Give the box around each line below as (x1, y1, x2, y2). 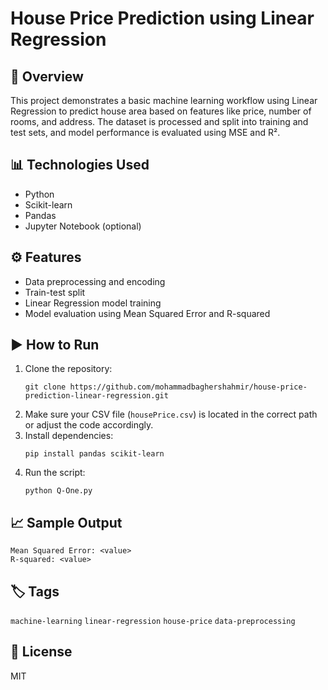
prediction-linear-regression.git (24, 391, 169, 401)
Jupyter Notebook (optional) (24, 220, 142, 232)
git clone (24, 382, 67, 392)
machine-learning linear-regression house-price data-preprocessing (10, 617, 296, 627)
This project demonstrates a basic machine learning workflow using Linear (10, 95, 318, 106)
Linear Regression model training (24, 297, 162, 309)
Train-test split (24, 286, 86, 298)
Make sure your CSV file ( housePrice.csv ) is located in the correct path (24, 408, 318, 421)
